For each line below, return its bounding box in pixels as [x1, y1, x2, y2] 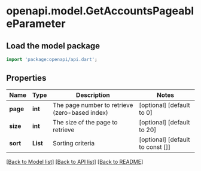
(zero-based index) [53, 108, 109, 117]
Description [75, 91, 111, 99]
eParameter [6, 17, 66, 30]
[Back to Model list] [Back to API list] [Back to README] [6, 158, 144, 165]
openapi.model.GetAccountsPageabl [6, 4, 194, 18]
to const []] [139, 142, 170, 151]
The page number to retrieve [53, 100, 133, 109]
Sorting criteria [53, 139, 95, 147]
